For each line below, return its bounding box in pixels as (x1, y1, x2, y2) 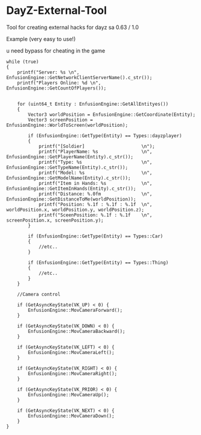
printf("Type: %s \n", (38, 159, 153, 165)
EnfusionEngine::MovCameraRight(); (28, 370, 118, 376)
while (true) (6, 59, 39, 65)
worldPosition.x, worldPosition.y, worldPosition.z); (6, 207, 145, 213)
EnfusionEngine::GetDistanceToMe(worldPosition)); (6, 196, 136, 202)
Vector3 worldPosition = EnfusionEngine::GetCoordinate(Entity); (28, 111, 196, 118)
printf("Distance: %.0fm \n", (38, 191, 153, 197)
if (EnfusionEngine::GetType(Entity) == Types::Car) (28, 233, 164, 239)
